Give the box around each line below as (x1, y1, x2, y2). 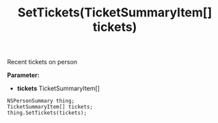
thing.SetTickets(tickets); (7, 109, 87, 117)
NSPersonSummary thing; (7, 98, 75, 105)
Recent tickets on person (7, 58, 77, 66)
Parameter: (7, 71, 40, 79)
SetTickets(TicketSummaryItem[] (17, 5, 213, 20)
